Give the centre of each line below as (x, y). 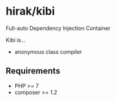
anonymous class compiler (48, 52)
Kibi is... (16, 40)
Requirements (33, 71)
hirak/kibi (30, 11)
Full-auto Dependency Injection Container (58, 28)
